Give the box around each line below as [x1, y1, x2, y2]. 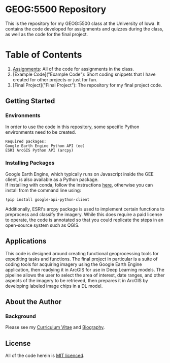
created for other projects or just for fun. [12, 76, 97, 82]
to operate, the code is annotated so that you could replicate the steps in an [5, 217, 164, 223]
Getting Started [5, 97, 55, 105]
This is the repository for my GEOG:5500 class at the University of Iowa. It [5, 20, 160, 26]
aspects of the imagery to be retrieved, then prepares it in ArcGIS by [5, 277, 148, 283]
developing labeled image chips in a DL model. [5, 283, 103, 289]
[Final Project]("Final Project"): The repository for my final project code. [12, 82, 162, 88]
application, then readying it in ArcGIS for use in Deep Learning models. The [5, 266, 165, 273]
